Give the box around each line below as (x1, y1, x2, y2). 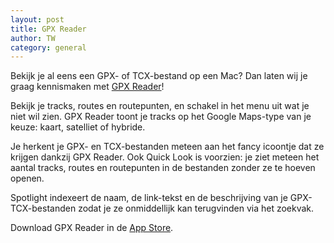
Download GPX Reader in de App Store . (10, 222, 174, 234)
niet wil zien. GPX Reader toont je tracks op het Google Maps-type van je (10, 111, 312, 123)
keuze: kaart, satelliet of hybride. (10, 121, 146, 133)
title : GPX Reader (10, 24, 87, 34)
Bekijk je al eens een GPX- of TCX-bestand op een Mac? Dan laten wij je (10, 70, 308, 82)
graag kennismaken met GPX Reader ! (10, 81, 165, 93)
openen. (10, 172, 45, 185)
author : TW (10, 33, 56, 43)
